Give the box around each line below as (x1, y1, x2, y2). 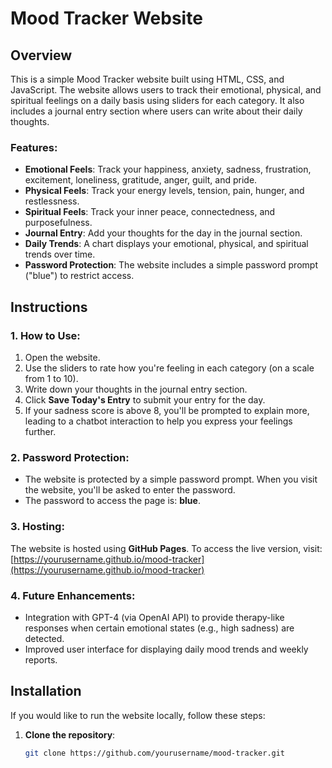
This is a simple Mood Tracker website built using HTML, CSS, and (10, 73, 285, 85)
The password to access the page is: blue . (24, 495, 201, 507)
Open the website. (24, 351, 101, 363)
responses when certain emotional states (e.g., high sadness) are (24, 622, 295, 634)
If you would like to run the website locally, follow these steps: (10, 709, 266, 721)
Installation (10, 683, 82, 700)
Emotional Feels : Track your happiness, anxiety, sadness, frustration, (24, 163, 312, 176)
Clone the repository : (24, 728, 116, 741)
